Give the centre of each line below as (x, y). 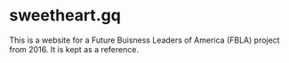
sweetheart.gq (65, 16)
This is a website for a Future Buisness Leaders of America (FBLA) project (144, 40)
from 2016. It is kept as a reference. (74, 49)
